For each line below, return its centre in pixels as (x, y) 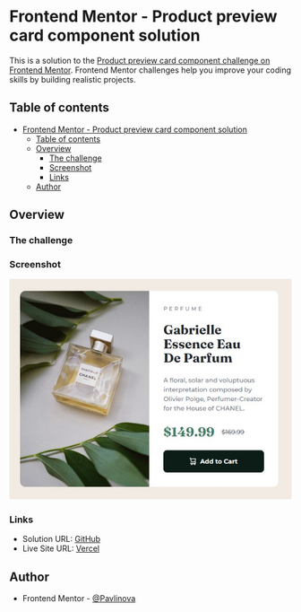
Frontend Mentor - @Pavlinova (79, 599)
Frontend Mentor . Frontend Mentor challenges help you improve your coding (150, 70)
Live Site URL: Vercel (61, 548)
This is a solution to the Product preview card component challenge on (140, 60)
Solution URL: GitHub (61, 539)
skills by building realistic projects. (73, 79)
